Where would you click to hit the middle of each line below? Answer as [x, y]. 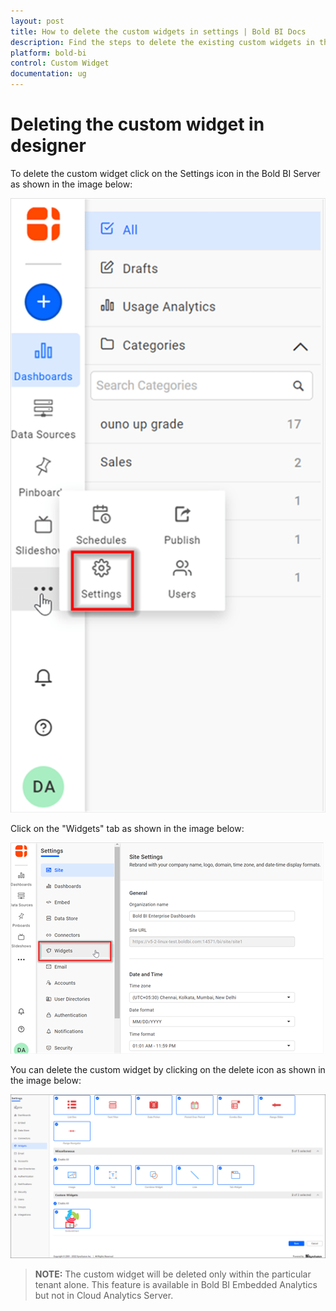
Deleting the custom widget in [137, 124]
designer [48, 146]
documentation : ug [48, 74]
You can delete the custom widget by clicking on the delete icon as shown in [168, 1069]
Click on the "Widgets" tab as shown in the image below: [127, 828]
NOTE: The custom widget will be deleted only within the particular [173, 1274]
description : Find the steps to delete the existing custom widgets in [162, 42]
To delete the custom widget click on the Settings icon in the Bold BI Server [165, 173]
